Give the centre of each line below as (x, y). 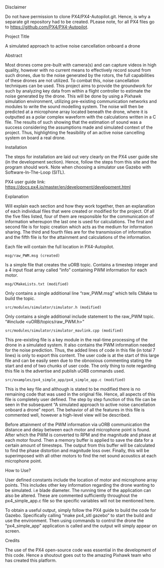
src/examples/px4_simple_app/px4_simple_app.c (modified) (65, 380)
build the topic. (20, 298)
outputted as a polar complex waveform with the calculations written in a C (81, 117)
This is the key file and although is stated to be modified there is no (73, 389)
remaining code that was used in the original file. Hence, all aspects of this (80, 394)
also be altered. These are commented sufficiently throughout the (71, 496)
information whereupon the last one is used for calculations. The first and (79, 222)
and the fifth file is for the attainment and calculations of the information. (78, 237)
